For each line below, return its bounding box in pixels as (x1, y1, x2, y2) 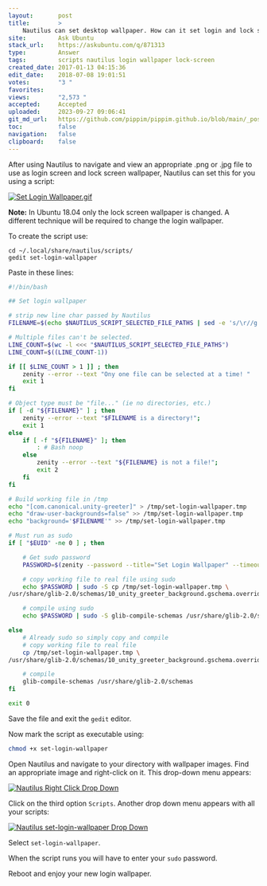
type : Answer (8, 49, 80, 57)
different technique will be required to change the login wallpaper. (8, 216, 224, 225)
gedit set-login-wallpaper (8, 253, 98, 261)
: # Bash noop (37, 444, 83, 452)
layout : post (8, 11, 73, 20)
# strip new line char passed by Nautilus (8, 312, 151, 320)
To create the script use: (8, 231, 89, 241)
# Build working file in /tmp (8, 495, 109, 503)
